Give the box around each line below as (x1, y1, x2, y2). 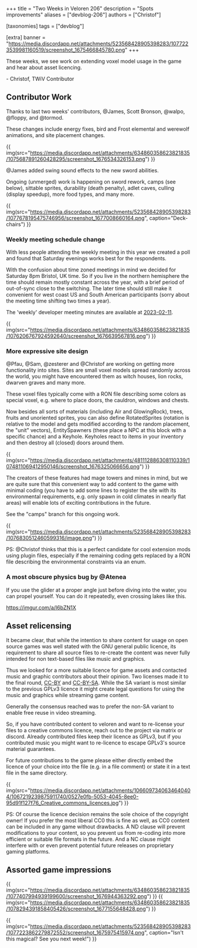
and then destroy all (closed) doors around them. (6, 439, 124, 446)
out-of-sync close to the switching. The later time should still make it (6, 285, 172, 292)
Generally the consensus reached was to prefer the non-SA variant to (6, 703, 174, 710)
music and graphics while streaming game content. (6, 691, 130, 698)
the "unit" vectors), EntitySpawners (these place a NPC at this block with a (6, 427, 186, 434)
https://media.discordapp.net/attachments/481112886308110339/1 (30, 457, 191, 464)
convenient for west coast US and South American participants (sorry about (6, 291, 189, 298)
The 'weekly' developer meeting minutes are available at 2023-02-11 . (6, 309, 174, 316)
